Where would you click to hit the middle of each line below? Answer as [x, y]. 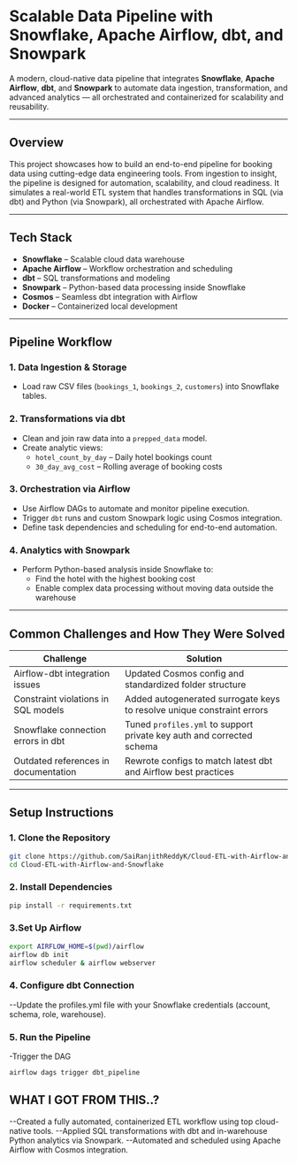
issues [27, 685]
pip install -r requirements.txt [71, 905]
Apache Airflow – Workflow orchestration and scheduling [127, 268]
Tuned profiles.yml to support [189, 724]
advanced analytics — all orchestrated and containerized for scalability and [147, 97]
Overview [37, 143]
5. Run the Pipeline [50, 1037]
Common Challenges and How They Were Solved [147, 634]
